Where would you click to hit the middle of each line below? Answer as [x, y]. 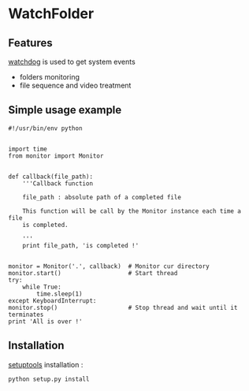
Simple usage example [65, 110]
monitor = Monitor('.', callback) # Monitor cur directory [109, 266]
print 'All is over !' [45, 321]
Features [30, 43]
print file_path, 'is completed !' [81, 245]
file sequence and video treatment [75, 85]
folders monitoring [50, 77]
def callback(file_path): [50, 177]
